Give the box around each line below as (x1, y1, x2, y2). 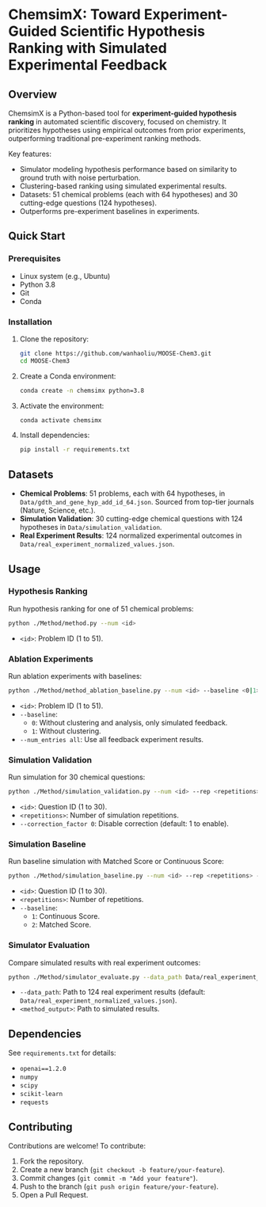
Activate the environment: (19, 401, 104, 410)
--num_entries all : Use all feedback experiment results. (19, 734, 204, 744)
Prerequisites (8, 253, 61, 265)
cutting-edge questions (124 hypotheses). (19, 198, 157, 208)
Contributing (8, 1120, 73, 1133)
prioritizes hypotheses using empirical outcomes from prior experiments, (8, 125, 246, 135)
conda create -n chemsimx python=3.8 (19, 386, 145, 394)
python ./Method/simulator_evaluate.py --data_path (8, 973, 182, 981)
